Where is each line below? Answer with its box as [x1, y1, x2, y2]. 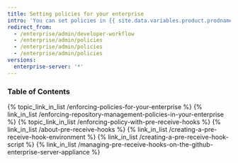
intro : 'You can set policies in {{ [7, 17, 115, 24]
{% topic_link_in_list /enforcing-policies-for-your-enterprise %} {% [7, 102, 203, 111]
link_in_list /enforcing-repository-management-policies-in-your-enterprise [7, 110, 225, 118]
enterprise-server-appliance [7, 147, 90, 156]
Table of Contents [7, 86, 71, 96]
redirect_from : [7, 23, 52, 30]
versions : [7, 57, 37, 64]
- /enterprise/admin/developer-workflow [13, 30, 135, 38]
